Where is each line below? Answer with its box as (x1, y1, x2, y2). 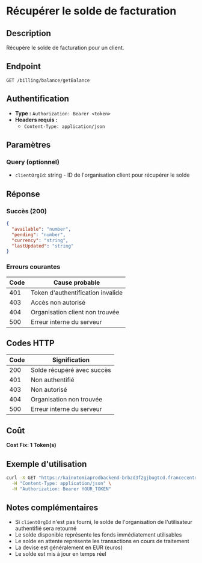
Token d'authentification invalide (31, 288, 123, 297)
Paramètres (6, 140, 51, 150)
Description (6, 28, 51, 38)
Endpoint (6, 61, 41, 72)
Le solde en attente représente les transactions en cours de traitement (14, 538, 189, 545)
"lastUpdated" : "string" (11, 243, 74, 249)
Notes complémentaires (6, 503, 99, 513)
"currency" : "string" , (11, 237, 69, 243)
